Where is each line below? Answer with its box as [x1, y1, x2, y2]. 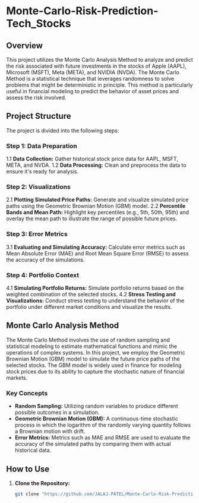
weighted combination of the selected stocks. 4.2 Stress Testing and [6, 291, 176, 298]
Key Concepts [6, 389, 48, 397]
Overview [6, 40, 43, 50]
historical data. [14, 447, 52, 454]
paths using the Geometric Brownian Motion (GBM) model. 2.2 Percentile [6, 203, 186, 210]
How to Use [6, 464, 50, 474]
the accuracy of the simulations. [6, 256, 85, 263]
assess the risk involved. [6, 94, 67, 101]
